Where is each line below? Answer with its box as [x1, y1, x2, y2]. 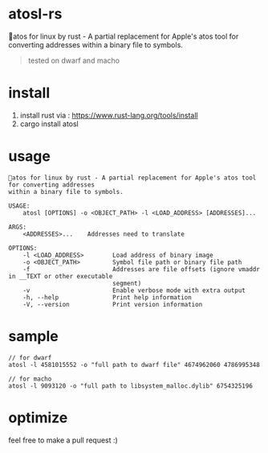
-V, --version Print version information [22, 300, 203, 308]
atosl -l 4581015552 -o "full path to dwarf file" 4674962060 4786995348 [8, 360, 261, 369]
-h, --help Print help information [22, 293, 193, 302]
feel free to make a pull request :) [8, 435, 118, 445]
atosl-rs [8, 5, 63, 23]
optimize [8, 408, 68, 426]
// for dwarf [8, 353, 52, 362]
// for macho [8, 375, 52, 383]
